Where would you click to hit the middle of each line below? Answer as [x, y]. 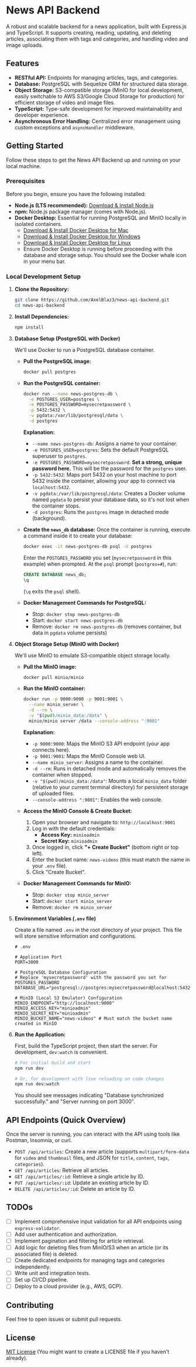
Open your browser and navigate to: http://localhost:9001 [104, 822]
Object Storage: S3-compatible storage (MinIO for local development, [99, 90]
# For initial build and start [53, 1063]
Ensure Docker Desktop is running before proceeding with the [98, 249]
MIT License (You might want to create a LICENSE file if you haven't [88, 1352]
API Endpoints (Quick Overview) [66, 1120]
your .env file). [49, 866]
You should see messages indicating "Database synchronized [89, 1095]
